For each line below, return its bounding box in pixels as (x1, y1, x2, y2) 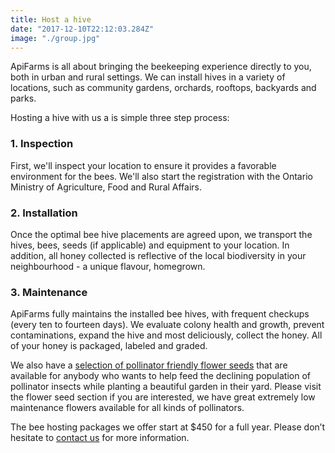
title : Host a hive (10, 14, 92, 25)
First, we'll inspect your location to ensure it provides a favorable (10, 159, 277, 171)
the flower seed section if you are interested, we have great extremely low (10, 391, 316, 403)
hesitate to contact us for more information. (10, 432, 190, 444)
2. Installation (10, 206, 78, 220)
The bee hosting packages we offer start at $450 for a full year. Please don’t (10, 421, 325, 433)
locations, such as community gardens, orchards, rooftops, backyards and (10, 82, 317, 94)
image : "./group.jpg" (10, 33, 101, 43)
